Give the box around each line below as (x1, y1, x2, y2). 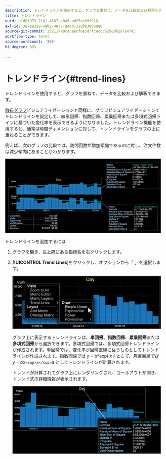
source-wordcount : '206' (5, 40, 56, 44)
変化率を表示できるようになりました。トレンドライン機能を (35, 119, 157, 125)
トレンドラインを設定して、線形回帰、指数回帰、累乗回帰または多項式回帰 (5, 113, 157, 119)
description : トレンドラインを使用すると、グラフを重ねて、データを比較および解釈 (5, 8, 155, 13)
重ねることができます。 (5, 131, 53, 138)
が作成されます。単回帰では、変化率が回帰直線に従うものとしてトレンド (12, 347, 159, 353)
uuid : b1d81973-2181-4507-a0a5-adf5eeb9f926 (5, 18, 98, 23)
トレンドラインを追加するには (5, 238, 66, 244)
